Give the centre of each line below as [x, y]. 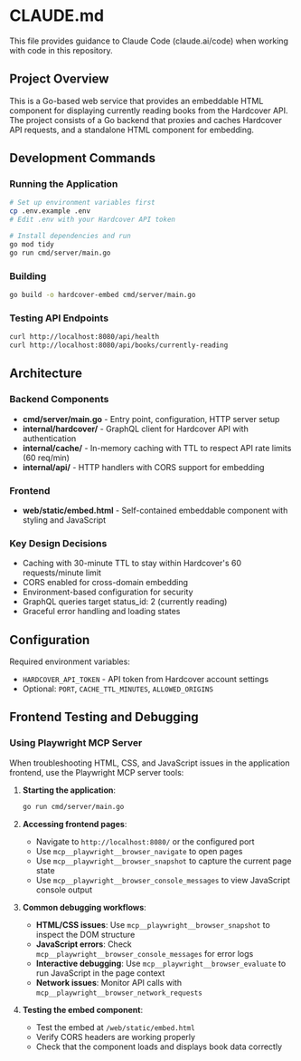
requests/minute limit [62, 573]
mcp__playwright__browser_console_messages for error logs [145, 953]
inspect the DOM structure [85, 934]
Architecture [46, 374]
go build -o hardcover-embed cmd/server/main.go [103, 294]
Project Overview [59, 79]
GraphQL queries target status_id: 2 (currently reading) [125, 602]
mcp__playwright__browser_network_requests [119, 993]
